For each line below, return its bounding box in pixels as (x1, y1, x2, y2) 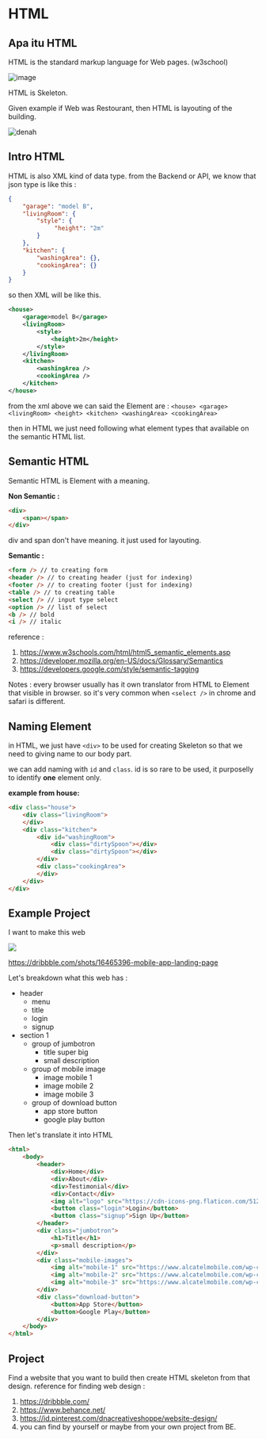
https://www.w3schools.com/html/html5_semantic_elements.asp (19, 648, 231, 657)
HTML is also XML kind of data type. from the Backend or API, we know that (8, 171, 256, 181)
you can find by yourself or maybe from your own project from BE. (19, 1422, 236, 1431)
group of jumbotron (31, 1039, 96, 1049)
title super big (43, 1047, 89, 1057)
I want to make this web (8, 928, 85, 937)
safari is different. (8, 697, 66, 706)
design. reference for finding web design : (8, 1381, 146, 1391)
